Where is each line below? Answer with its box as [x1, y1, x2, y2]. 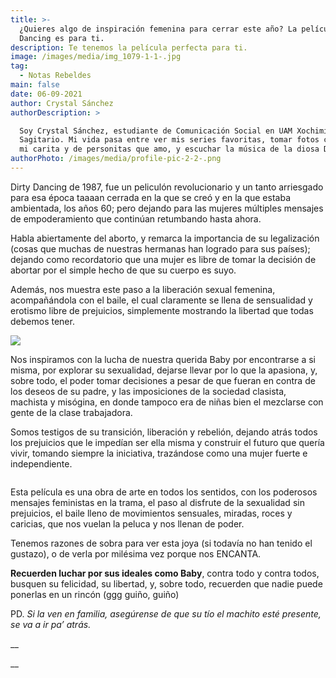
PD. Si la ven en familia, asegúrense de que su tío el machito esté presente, [10, 607, 322, 620]
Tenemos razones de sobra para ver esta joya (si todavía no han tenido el [10, 537, 313, 549]
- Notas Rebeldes [19, 71, 92, 81]
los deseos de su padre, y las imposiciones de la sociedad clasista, [10, 385, 287, 397]
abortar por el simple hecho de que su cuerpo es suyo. [10, 264, 237, 276]
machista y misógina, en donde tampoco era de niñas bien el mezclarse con [10, 396, 324, 408]
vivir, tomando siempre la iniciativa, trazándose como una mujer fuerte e [10, 447, 308, 459]
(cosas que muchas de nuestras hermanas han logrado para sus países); [10, 242, 311, 255]
